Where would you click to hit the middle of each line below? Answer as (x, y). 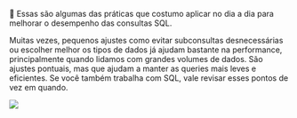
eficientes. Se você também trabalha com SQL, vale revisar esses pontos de (149, 78)
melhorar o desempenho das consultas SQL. (91, 23)
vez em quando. (39, 87)
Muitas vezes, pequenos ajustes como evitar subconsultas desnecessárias (146, 40)
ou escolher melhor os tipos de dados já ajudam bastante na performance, (146, 50)
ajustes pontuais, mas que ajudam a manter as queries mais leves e (132, 68)
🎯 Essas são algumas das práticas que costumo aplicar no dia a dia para (141, 14)
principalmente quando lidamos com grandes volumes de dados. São (136, 59)
